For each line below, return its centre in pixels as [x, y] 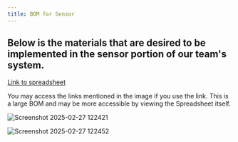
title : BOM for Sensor [41, 14]
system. [26, 65]
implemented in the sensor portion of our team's [117, 54]
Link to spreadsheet [37, 82]
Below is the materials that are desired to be [107, 43]
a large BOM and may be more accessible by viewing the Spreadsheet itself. [119, 103]
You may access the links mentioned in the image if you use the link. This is [118, 96]
